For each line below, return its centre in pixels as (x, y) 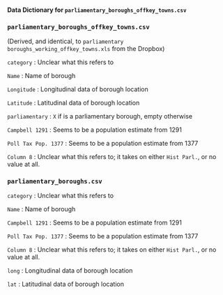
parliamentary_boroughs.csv (55, 181)
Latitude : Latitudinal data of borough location (74, 103)
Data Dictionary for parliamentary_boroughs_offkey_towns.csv (97, 10)
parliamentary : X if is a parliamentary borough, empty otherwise (100, 116)
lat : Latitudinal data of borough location (66, 284)
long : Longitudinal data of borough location (70, 271)
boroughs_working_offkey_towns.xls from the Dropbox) (86, 48)
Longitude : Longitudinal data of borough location (78, 89)
